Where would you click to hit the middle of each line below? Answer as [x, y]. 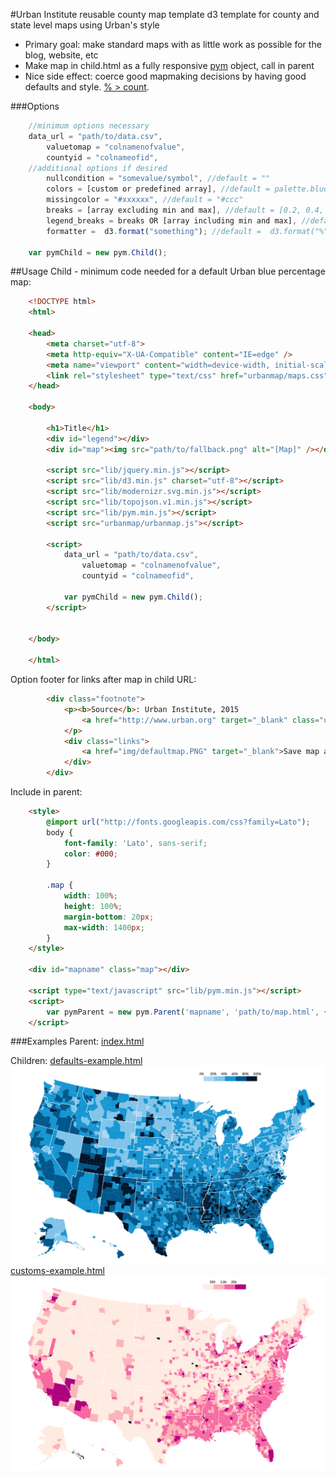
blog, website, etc [61, 55]
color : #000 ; [90, 854]
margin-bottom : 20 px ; [109, 917]
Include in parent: [46, 792]
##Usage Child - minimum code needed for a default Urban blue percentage [168, 271]
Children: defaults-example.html [76, 1061]
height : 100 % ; [93, 906]
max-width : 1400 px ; [104, 927]
